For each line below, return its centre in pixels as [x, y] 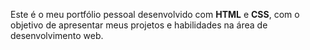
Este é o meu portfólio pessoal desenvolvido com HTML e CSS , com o [155, 14]
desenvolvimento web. [57, 35]
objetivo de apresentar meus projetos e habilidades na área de [139, 25]
